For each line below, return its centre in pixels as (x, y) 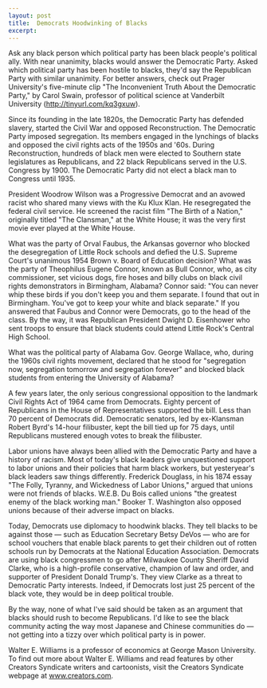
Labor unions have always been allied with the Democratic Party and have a (133, 451)
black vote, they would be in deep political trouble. (91, 594)
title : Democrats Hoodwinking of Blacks (78, 23)
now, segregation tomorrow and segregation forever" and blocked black (126, 370)
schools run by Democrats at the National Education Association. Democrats (133, 552)
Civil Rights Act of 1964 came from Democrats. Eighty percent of (114, 402)
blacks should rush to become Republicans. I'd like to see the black (119, 618)
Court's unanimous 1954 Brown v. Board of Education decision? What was (130, 261)
